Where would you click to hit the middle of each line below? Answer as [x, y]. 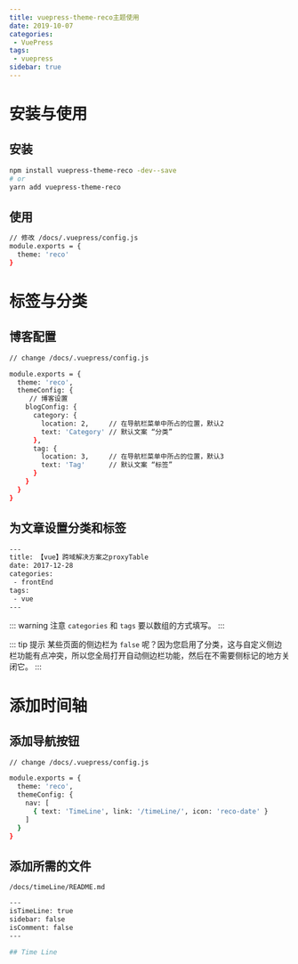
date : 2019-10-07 [41, 26]
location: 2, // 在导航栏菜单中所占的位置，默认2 [133, 424]
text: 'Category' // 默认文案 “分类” [107, 432]
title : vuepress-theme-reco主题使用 [74, 17]
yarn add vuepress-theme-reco [65, 187]
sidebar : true [36, 68]
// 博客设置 [48, 399]
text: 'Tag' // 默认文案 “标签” [107, 465]
